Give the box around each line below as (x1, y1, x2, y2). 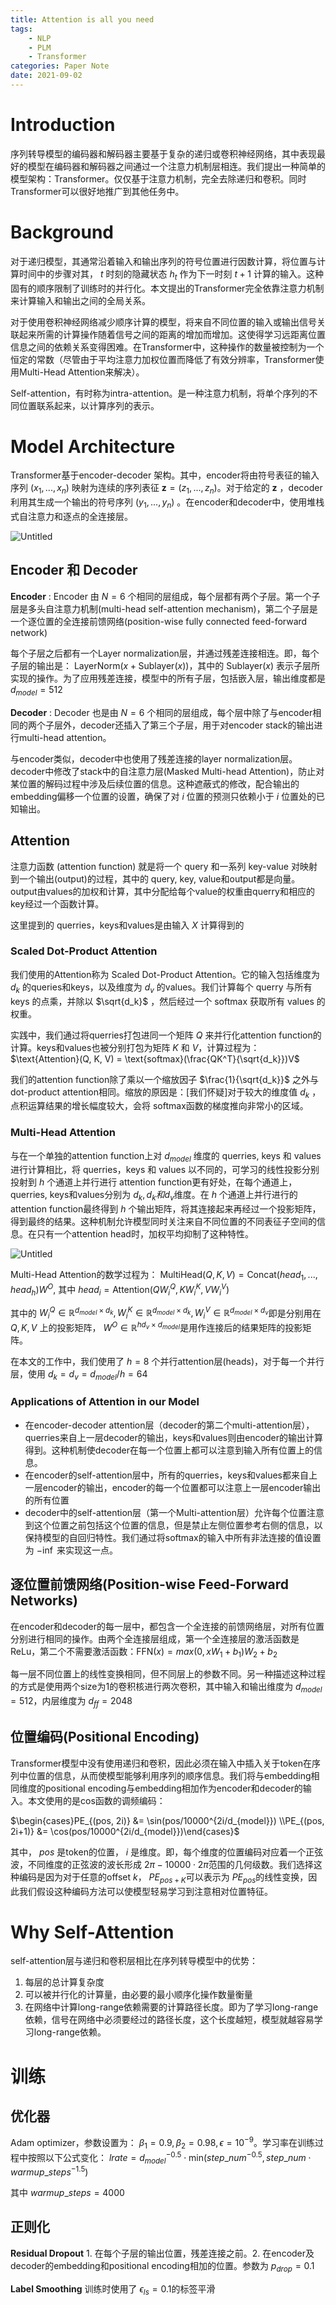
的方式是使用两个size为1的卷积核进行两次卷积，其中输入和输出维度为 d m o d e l (10, 1681, 323, 1695)
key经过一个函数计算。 (10, 897, 105, 910)
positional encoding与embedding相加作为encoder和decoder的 (44, 1782, 303, 1794)
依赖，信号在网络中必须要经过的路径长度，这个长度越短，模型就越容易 (24, 2014, 315, 2026)
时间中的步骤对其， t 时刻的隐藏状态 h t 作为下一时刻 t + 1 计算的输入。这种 (18, 267, 324, 282)
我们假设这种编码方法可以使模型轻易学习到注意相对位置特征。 (18, 1885, 273, 1897)
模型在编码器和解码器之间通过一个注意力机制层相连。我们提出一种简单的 (27, 160, 326, 172)
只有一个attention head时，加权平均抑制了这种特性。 (36, 1228, 254, 1240)
